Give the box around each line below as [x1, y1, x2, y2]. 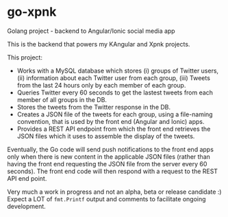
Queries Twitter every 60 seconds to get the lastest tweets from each [16, 88, 214, 97]
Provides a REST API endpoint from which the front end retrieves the [16, 125, 211, 133]
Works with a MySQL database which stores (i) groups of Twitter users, [16, 66, 219, 75]
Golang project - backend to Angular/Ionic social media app [7, 27, 176, 35]
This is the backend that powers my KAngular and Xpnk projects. [7, 40, 190, 48]
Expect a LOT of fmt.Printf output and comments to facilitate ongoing [7, 194, 207, 203]
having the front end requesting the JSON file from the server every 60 [7, 159, 207, 168]
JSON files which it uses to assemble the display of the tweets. [16, 131, 195, 140]
